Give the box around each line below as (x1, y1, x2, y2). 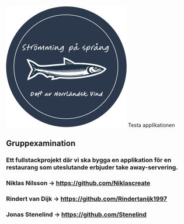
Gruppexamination (6, 139, 76, 149)
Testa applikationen (127, 122, 175, 129)
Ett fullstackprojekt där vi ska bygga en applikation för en (6, 156, 172, 164)
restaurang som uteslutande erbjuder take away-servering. (6, 163, 178, 171)
